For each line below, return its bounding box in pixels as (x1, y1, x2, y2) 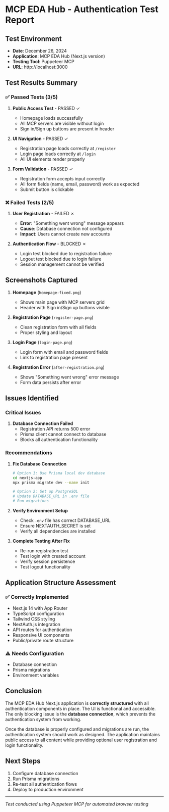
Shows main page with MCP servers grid (20, 299, 105, 305)
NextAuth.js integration (12, 621, 60, 627)
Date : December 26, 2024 (12, 48, 67, 54)
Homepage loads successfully (20, 115, 83, 121)
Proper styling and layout (20, 329, 72, 336)
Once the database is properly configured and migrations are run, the (5, 726, 149, 732)
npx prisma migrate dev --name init (12, 480, 90, 485)
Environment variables (12, 672, 59, 678)
